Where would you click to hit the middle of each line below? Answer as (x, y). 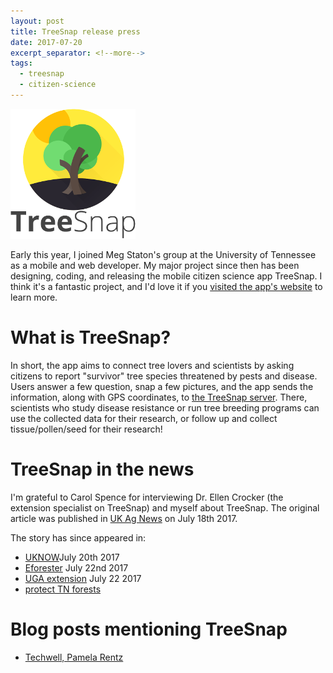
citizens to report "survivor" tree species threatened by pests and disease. (164, 376)
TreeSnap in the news (102, 469)
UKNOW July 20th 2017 (72, 557)
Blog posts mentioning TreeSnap (149, 629)
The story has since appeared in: (78, 537)
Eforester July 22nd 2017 (76, 567)
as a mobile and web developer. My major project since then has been (155, 265)
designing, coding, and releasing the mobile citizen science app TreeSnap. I (166, 276)
